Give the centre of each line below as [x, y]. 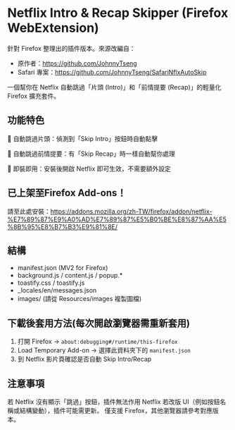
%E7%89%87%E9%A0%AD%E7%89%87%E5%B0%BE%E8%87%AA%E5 [117, 219]
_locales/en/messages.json [57, 290]
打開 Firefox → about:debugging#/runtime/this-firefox [97, 342]
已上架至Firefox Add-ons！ [67, 193]
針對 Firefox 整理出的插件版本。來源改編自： [71, 48]
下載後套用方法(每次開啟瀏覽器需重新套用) [99, 323]
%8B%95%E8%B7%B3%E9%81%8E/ [63, 226]
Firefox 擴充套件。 [34, 96]
